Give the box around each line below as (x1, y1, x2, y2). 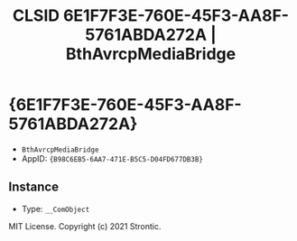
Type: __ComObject (21, 203, 90, 214)
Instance (8, 180, 60, 195)
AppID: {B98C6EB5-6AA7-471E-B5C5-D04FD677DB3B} (21, 153, 204, 163)
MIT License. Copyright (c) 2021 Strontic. (8, 220, 162, 231)
